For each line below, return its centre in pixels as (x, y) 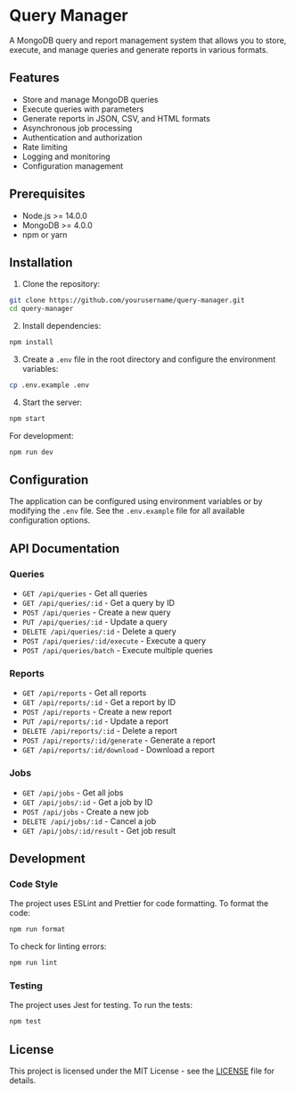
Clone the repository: (61, 284)
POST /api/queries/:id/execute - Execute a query (114, 641)
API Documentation (65, 548)
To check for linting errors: (58, 946)
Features (34, 78)
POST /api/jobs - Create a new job (86, 811)
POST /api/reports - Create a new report (97, 712)
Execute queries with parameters (83, 109)
